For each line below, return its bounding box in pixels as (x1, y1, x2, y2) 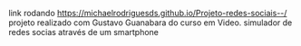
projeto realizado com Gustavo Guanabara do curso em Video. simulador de (8, 17, 293, 28)
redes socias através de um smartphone (8, 27, 160, 37)
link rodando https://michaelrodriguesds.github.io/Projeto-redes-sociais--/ (8, 8, 287, 18)
